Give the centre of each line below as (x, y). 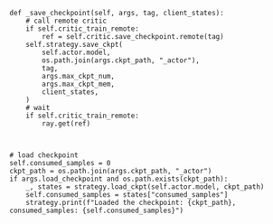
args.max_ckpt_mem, (79, 84)
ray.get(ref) (66, 124)
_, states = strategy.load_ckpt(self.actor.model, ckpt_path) (145, 187)
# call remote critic (66, 21)
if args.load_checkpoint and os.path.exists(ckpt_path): (119, 179)
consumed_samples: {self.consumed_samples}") (96, 210)
